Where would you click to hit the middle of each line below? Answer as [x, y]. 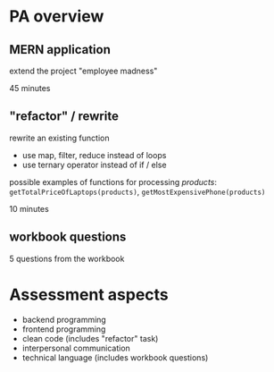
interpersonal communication [76, 348]
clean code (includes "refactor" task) [90, 338]
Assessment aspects [89, 295]
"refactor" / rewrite [64, 117]
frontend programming [64, 329]
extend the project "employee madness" [83, 71]
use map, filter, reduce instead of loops [94, 155]
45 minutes [30, 88]
